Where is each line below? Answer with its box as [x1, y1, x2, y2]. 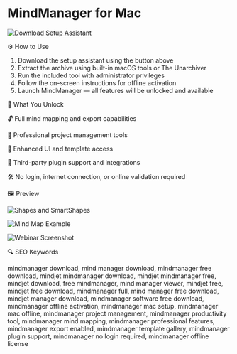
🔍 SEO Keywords [7, 247, 59, 256]
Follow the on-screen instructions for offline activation [17, 78, 177, 87]
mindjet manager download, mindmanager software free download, [7, 294, 204, 303]
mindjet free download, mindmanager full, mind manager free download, [7, 286, 219, 295]
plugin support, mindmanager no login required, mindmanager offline [7, 332, 209, 340]
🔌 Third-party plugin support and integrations [7, 158, 140, 166]
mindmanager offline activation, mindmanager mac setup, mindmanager [7, 301, 219, 310]
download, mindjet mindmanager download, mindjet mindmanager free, [7, 272, 216, 280]
